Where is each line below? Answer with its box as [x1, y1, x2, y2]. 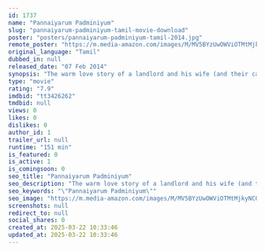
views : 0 [8, 107, 37, 115]
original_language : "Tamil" [8, 48, 101, 56]
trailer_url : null [8, 135, 69, 144]
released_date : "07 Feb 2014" [8, 63, 108, 71]
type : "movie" [8, 77, 55, 85]
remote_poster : [8, 41, 58, 49]
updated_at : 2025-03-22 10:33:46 [8, 231, 118, 239]
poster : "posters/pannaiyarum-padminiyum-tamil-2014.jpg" [8, 33, 203, 42]
